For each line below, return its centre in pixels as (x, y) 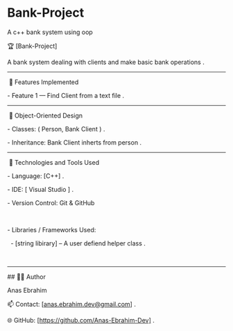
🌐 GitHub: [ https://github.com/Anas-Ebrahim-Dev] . (81, 320)
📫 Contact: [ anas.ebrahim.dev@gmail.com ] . (72, 304)
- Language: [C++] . (36, 176)
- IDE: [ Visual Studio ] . (41, 189)
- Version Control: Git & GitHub (51, 202)
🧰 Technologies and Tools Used (54, 162)
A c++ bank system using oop (50, 32)
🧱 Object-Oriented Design (46, 115)
